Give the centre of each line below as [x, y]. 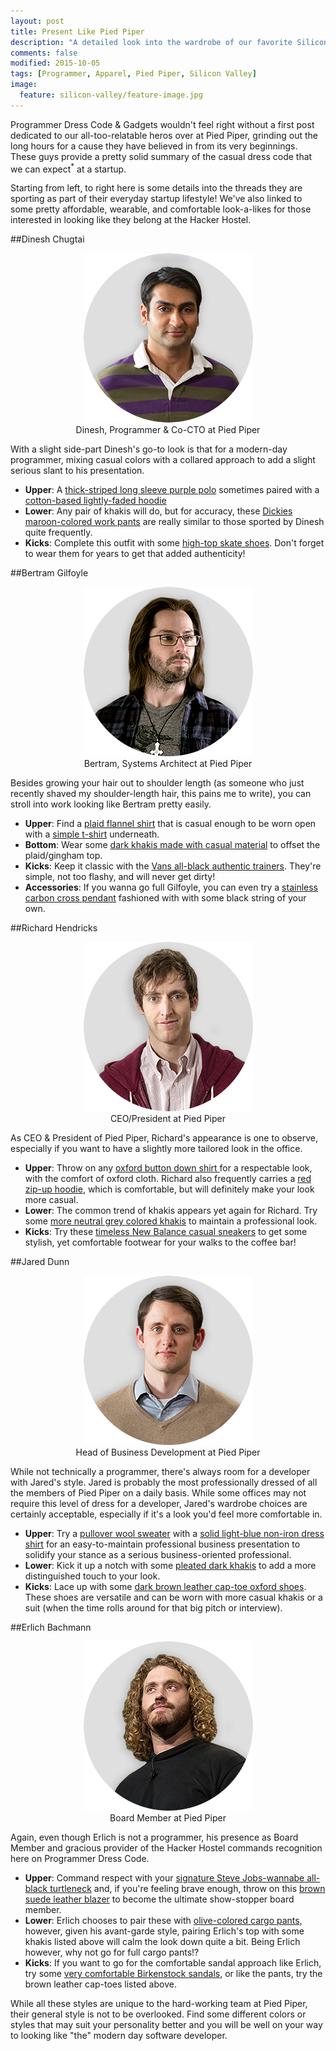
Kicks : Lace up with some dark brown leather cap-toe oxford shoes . [165, 1587]
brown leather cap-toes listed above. [100, 1984]
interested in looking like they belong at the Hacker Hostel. [131, 220]
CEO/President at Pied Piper [167, 1119]
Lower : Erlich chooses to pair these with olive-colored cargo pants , [163, 1921]
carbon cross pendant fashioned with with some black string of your [165, 898]
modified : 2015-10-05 [55, 63]
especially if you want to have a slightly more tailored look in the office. [156, 1149]
